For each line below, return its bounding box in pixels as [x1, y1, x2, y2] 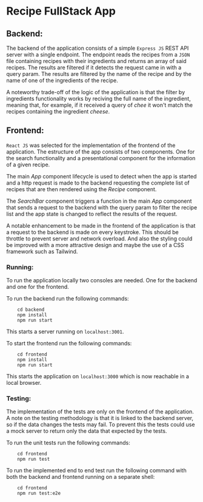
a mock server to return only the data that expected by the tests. [6, 427, 167, 435]
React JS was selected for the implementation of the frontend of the [6, 141, 176, 149]
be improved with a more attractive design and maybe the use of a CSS [6, 241, 185, 248]
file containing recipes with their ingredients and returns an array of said [6, 58, 187, 64]
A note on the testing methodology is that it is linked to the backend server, [6, 415, 194, 422]
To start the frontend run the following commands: [6, 340, 132, 347]
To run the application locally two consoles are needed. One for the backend [6, 277, 198, 284]
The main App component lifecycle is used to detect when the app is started [6, 172, 197, 180]
